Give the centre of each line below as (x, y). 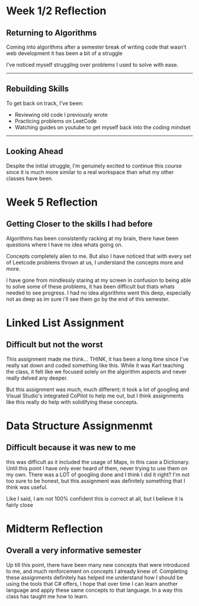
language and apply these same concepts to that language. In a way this (94, 590)
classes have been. (30, 178)
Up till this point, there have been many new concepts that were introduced (98, 565)
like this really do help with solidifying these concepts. (72, 402)
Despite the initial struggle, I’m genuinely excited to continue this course (94, 166)
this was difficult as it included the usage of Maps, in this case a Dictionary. (98, 462)
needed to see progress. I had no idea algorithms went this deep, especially (99, 293)
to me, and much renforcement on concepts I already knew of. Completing (97, 571)
